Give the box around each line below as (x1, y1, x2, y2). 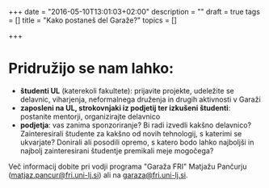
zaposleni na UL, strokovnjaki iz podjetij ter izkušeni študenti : (19, 102, 231, 112)
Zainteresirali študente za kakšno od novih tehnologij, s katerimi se (19, 128, 242, 138)
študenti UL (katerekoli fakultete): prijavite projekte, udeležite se (19, 86, 234, 95)
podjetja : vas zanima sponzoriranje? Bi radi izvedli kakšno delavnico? (19, 120, 252, 130)
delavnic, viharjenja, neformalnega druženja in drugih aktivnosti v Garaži (19, 94, 261, 104)
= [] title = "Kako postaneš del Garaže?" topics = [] (8, 15, 178, 25)
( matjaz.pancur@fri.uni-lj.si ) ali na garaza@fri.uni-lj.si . (8, 169, 188, 180)
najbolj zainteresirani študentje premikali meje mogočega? (19, 145, 214, 156)
